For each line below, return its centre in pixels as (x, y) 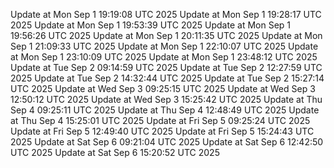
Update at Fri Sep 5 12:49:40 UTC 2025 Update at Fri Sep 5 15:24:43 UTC (162, 131)
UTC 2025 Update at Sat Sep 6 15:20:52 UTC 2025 (115, 152)
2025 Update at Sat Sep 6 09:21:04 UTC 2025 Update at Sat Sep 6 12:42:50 (167, 142)
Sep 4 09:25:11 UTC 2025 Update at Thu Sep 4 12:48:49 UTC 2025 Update (165, 110)
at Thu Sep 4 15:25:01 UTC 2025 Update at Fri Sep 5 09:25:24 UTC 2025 (160, 120)
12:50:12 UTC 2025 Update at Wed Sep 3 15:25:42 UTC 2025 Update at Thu (166, 99)
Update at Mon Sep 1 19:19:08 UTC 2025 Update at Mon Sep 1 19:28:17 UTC (166, 14)
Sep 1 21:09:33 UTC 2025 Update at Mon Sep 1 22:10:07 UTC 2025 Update (164, 46)
